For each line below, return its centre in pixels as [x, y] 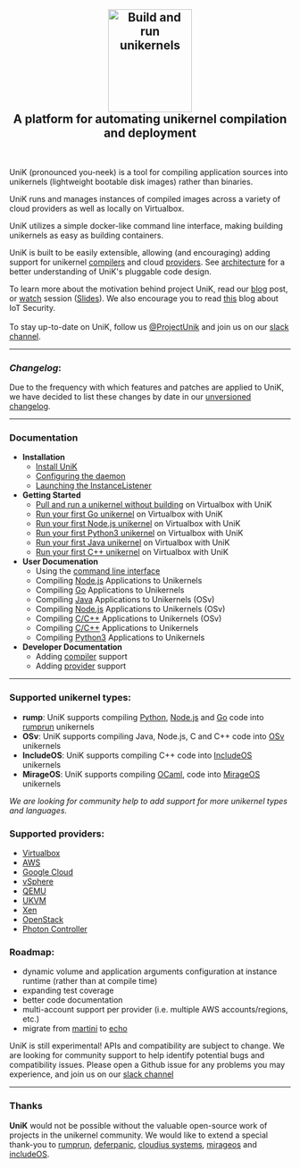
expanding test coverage [68, 991]
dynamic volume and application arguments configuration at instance [150, 971]
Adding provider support [81, 666]
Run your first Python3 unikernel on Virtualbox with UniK [139, 534]
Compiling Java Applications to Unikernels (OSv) [125, 600]
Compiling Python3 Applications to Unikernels [120, 638]
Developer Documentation [72, 647]
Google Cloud [47, 872]
